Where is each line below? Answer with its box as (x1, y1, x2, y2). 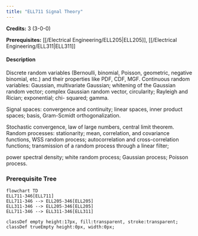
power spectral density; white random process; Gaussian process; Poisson (6, 153, 189, 160)
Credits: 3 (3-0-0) (6, 25, 51, 32)
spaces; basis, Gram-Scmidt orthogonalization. (6, 112, 121, 119)
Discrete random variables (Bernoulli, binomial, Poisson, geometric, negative (6, 69, 193, 76)
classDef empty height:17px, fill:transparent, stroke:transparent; (6, 219, 178, 225)
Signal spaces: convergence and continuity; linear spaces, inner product (6, 106, 183, 113)
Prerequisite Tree (6, 175, 57, 183)
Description (6, 56, 36, 63)
